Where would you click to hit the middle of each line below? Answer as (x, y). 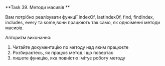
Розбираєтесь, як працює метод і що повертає (63, 53)
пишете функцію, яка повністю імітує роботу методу (69, 58)
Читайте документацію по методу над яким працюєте (70, 47)
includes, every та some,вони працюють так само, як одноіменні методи (83, 22)
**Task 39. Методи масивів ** (38, 7)
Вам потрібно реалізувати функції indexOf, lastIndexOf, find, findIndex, (80, 17)
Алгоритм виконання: (28, 38)
